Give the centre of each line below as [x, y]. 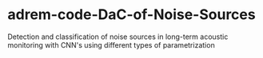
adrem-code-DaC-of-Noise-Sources [132, 15]
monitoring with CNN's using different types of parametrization [111, 44]
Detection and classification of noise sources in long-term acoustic [118, 37]
